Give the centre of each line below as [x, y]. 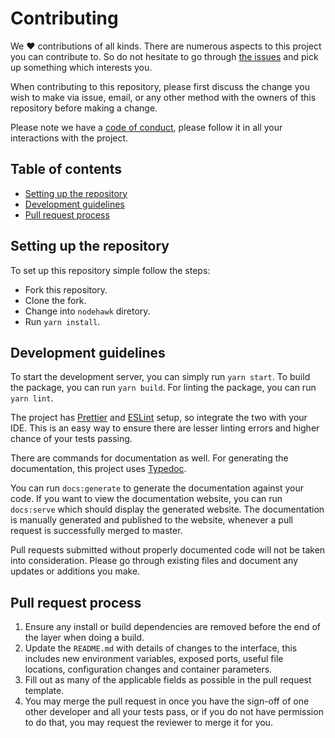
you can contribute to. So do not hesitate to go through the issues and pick [164, 56]
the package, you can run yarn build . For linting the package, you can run [163, 388]
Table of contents [66, 169]
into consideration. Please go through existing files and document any [154, 561]
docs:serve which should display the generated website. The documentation [167, 509]
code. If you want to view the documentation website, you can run [146, 499]
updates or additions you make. [75, 571]
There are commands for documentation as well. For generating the [149, 458]
